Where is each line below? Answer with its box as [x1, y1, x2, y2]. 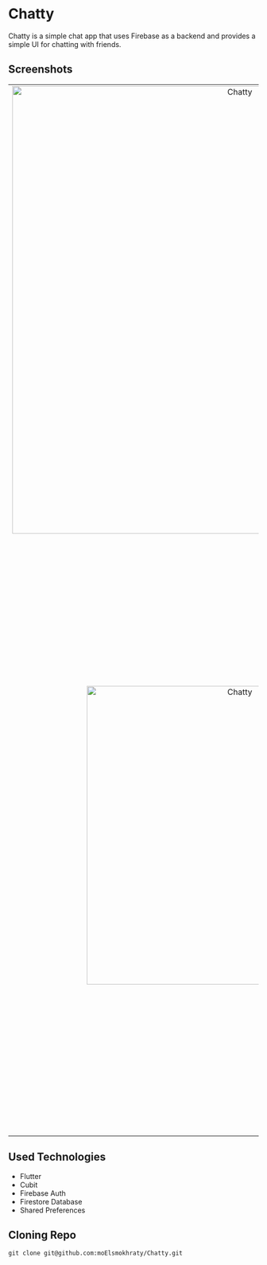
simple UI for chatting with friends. [8, 39, 122, 49]
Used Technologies [8, 1150, 106, 1164]
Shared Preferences [19, 1205, 86, 1215]
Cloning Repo [8, 1228, 77, 1242]
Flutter [19, 1171, 42, 1181]
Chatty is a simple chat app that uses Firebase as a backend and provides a [8, 31, 256, 41]
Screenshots [8, 63, 73, 76]
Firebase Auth [19, 1188, 66, 1198]
